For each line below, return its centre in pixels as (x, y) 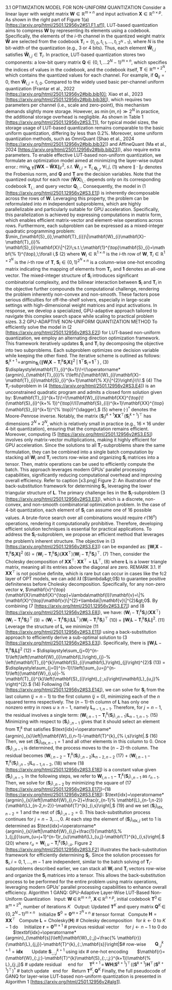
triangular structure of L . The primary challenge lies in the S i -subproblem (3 (85, 493)
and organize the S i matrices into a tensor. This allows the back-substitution (85, 876)
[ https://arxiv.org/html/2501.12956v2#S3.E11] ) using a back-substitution (81, 632)
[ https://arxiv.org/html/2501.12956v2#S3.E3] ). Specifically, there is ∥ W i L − (83, 643)
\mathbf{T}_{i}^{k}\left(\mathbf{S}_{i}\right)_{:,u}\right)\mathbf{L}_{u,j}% (83, 679)
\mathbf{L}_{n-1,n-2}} (140, 800)
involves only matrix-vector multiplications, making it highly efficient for (81, 440)
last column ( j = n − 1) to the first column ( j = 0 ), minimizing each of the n (83, 697)
